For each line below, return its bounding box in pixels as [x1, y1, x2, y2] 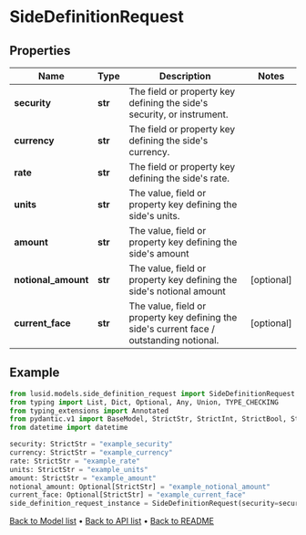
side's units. [128, 210, 180, 222]
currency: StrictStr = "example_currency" [9, 448, 173, 457]
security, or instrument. [128, 108, 229, 121]
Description [158, 70, 211, 82]
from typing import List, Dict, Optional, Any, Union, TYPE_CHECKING [9, 397, 280, 407]
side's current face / [128, 322, 216, 335]
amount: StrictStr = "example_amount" [9, 473, 157, 483]
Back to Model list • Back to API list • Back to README [9, 516, 214, 527]
